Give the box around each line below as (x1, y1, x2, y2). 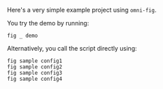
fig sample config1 (7, 58, 63, 64)
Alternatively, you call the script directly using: (7, 44, 138, 52)
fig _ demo (7, 32, 38, 39)
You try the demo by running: (7, 19, 89, 27)
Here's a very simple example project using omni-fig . (7, 6, 157, 14)
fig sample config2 (7, 64, 63, 71)
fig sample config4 (7, 75, 63, 82)
